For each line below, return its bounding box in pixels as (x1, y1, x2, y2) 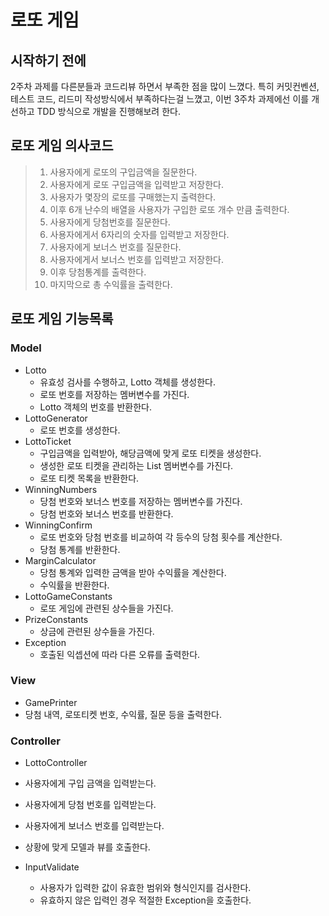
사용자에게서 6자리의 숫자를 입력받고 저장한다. (49, 228, 230, 240)
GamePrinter (24, 696, 78, 708)
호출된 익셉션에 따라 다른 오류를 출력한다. (39, 648, 201, 660)
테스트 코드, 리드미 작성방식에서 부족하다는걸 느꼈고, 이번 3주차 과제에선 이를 (10, 93, 310, 105)
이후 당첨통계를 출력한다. (49, 266, 147, 278)
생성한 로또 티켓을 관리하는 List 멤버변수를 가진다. (39, 459, 234, 471)
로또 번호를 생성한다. (39, 424, 121, 436)
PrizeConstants (24, 613, 89, 625)
